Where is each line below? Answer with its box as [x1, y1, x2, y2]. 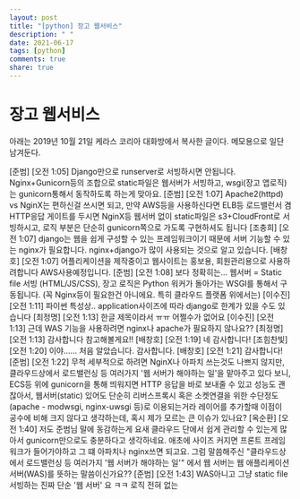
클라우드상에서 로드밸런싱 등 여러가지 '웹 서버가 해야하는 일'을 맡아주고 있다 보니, [9, 367, 291, 378]
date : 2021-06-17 [9, 38, 74, 47]
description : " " [9, 30, 74, 39]
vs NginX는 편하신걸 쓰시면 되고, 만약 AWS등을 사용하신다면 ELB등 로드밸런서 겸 [9, 199, 292, 211]
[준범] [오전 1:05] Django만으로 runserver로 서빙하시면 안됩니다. [9, 166, 236, 176]
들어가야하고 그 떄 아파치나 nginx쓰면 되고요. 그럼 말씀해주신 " [32, 445, 251, 457]
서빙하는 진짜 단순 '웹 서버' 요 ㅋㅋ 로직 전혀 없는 [9, 479, 179, 490]
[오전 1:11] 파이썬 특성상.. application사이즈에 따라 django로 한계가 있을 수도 [9, 300, 276, 311]
